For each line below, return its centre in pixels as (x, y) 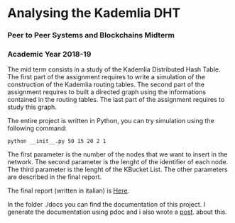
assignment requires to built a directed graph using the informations (107, 92)
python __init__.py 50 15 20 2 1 (57, 142)
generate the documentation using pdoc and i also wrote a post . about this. (117, 212)
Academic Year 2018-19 (49, 55)
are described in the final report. (55, 177)
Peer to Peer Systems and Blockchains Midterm (91, 35)
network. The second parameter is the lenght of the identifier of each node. (118, 162)
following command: (37, 128)
